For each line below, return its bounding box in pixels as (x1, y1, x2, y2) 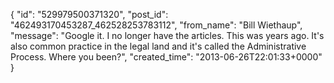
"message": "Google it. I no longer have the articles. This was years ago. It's (10, 30, 325, 41)
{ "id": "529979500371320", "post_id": (10, 9, 169, 20)
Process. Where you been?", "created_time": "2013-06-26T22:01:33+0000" (10, 51, 323, 63)
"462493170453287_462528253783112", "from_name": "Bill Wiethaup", (10, 19, 303, 31)
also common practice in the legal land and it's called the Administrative (10, 40, 307, 52)
